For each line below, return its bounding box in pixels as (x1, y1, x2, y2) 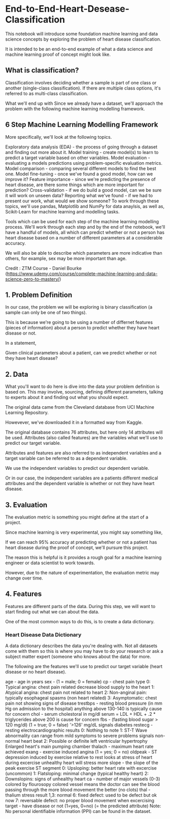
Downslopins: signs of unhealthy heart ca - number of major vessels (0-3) (5, 776, 160, 782)
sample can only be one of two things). (5, 310, 87, 316)
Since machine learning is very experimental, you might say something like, (5, 529, 163, 535)
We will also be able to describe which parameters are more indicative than (5, 250, 162, 256)
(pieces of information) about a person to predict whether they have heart (5, 325, 160, 331)
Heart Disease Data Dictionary (5, 631, 82, 638)
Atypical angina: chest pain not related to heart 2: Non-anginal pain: (5, 689, 147, 695)
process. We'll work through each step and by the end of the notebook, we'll (5, 224, 165, 230)
